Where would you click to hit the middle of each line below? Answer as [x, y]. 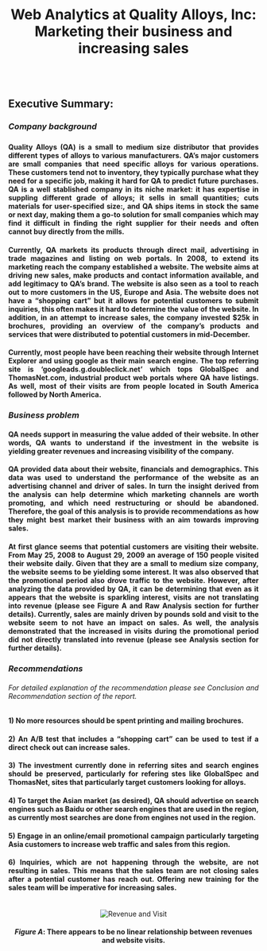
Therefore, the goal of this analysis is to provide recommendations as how [133, 511]
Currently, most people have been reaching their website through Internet [133, 352]
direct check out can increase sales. [70, 747]
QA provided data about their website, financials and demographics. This [133, 469]
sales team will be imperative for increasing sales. [93, 887]
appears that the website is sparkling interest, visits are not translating [133, 597]
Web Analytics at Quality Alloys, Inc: [133, 15]
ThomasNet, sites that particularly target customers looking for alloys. [127, 782]
